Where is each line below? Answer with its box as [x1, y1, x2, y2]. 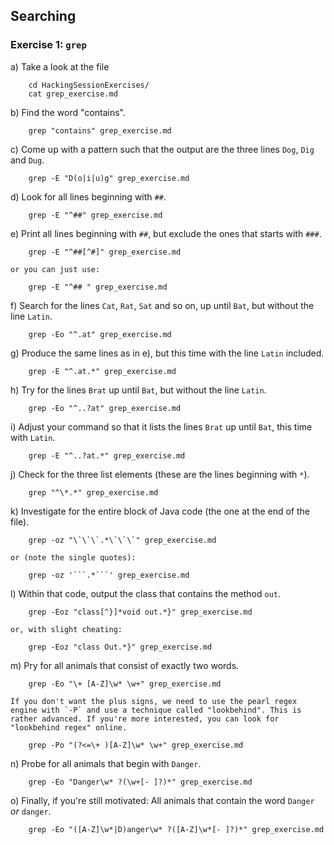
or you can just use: [10, 264, 101, 274]
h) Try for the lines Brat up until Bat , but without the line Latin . [10, 384, 267, 396]
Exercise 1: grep [10, 38, 87, 52]
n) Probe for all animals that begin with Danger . [10, 757, 202, 769]
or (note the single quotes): [10, 552, 137, 563]
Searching [10, 8, 77, 25]
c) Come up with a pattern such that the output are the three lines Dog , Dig [10, 143, 315, 155]
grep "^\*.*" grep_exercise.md [28, 487, 159, 498]
